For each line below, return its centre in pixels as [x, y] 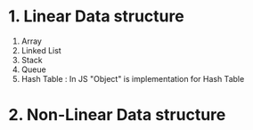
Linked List [41, 50]
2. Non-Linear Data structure [117, 115]
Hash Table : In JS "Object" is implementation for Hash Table [133, 78]
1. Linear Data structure [96, 16]
